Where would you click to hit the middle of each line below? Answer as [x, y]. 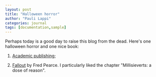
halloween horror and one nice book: [42, 46]
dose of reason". [29, 70]
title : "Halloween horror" [32, 14]
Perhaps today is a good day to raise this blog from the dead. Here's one [78, 41]
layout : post [18, 9]
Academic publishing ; [34, 56]
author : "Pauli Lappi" [28, 18]
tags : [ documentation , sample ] [36, 28]
